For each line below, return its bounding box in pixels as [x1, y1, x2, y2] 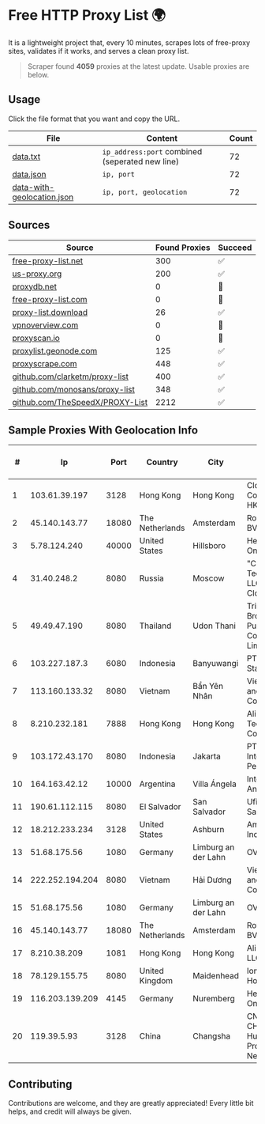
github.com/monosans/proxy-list [12, 384, 136, 395]
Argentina [139, 778, 176, 789]
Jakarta [192, 751, 221, 762]
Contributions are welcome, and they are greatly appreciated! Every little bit [8, 1099, 254, 1108]
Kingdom [139, 975, 174, 986]
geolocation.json [12, 191, 74, 202]
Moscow [192, 573, 225, 584]
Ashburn [192, 824, 225, 835]
